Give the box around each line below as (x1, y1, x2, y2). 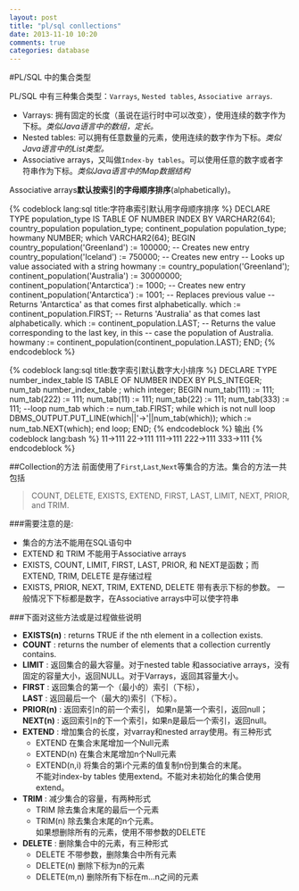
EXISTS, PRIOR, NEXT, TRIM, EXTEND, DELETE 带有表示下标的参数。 (21, 582, 275, 593)
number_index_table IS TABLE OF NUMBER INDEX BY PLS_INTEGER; (9, 375, 262, 386)
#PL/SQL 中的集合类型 (9, 72, 92, 83)
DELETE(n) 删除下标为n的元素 (35, 861, 145, 871)
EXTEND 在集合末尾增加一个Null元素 (35, 737, 170, 748)
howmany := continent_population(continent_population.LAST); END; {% (9, 337, 276, 348)
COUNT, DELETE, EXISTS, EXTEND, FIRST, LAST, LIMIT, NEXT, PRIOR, (30, 490, 290, 501)
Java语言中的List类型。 (21, 144, 109, 154)
